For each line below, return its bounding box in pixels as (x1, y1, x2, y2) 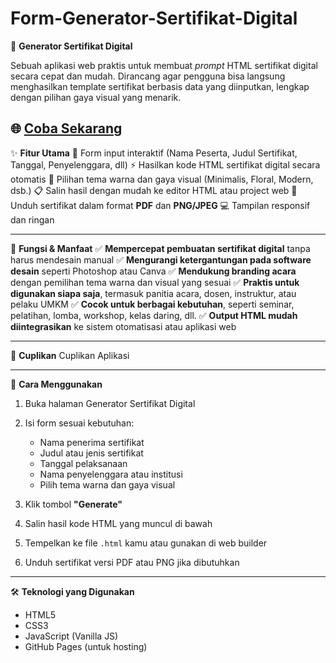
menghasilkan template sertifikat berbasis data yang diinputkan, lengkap (10, 80, 310, 92)
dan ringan (10, 213, 55, 226)
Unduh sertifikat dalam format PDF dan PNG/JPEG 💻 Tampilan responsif (10, 199, 311, 211)
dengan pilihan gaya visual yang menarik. (10, 91, 182, 103)
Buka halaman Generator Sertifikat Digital (24, 397, 196, 409)
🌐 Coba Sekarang (10, 120, 123, 137)
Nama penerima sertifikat (39, 436, 145, 448)
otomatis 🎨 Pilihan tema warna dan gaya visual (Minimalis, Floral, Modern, (10, 173, 314, 185)
